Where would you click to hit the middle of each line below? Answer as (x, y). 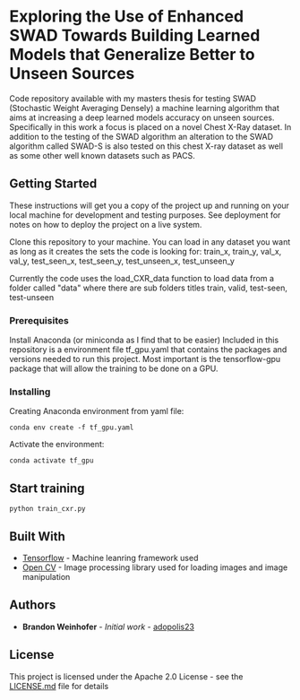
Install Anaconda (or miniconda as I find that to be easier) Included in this (144, 340)
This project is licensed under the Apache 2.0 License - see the (126, 676)
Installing (30, 392)
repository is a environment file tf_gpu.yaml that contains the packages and (148, 350)
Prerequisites (39, 320)
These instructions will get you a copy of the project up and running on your (149, 205)
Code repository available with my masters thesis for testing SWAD (133, 98)
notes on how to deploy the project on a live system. (106, 224)
